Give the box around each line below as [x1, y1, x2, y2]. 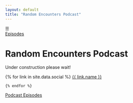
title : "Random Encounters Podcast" [5, 12, 81, 17]
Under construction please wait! [5, 64, 71, 70]
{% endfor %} [5, 84, 32, 89]
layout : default [5, 7, 39, 12]
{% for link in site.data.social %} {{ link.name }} [5, 74, 102, 80]
